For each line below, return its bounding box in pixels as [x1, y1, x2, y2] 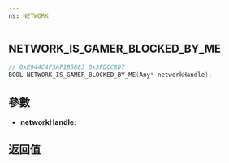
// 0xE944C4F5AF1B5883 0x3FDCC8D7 [8, 63, 126, 71]
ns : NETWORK [8, 11, 49, 20]
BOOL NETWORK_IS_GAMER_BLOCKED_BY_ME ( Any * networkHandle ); [8, 71, 213, 79]
